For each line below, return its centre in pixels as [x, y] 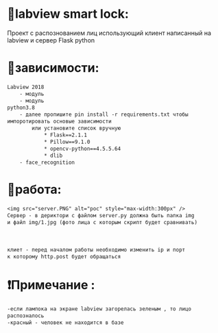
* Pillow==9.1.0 [67, 142]
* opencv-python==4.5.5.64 [82, 149]
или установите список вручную [76, 128]
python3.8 [21, 108]
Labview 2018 [26, 87]
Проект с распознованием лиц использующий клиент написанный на [109, 33]
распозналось [26, 316]
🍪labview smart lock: [68, 14]
